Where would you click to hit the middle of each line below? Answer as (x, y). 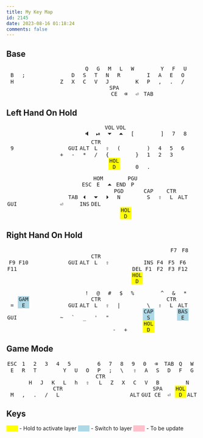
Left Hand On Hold (42, 113)
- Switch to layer (111, 428)
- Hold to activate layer (48, 428)
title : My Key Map (30, 12)
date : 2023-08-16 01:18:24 (41, 23)
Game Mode (30, 349)
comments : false (27, 29)
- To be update (165, 428)
